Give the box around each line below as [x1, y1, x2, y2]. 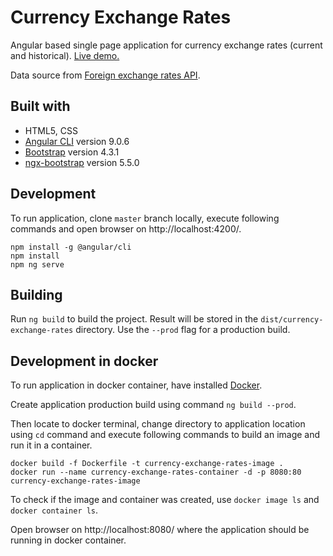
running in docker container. [10, 534, 127, 546]
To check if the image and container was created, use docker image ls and [10, 494, 320, 506]
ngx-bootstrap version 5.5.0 [24, 156, 140, 168]
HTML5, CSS [24, 124, 78, 136]
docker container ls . [10, 504, 99, 516]
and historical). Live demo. [10, 49, 120, 61]
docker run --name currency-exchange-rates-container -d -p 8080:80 [10, 467, 302, 478]
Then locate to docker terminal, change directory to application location [10, 418, 306, 430]
